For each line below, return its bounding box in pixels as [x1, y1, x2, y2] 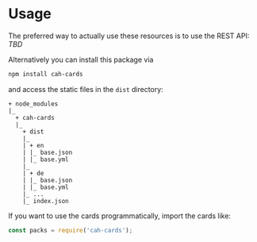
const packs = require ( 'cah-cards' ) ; [8, 226, 133, 234]
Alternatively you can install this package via [8, 55, 154, 64]
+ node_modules [8, 100, 59, 108]
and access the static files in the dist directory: [8, 84, 164, 94]
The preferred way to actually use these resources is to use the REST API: [8, 31, 250, 40]
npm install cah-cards [8, 70, 83, 78]
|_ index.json [22, 197, 69, 205]
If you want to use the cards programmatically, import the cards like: [8, 211, 232, 221]
